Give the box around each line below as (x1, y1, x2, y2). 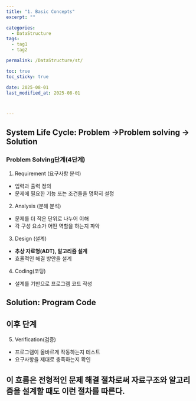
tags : (6, 36, 19, 42)
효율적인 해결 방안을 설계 (14, 255, 72, 262)
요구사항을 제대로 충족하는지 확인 (14, 356, 91, 363)
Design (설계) (14, 235, 47, 242)
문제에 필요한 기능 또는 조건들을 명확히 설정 (14, 190, 115, 197)
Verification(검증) (14, 336, 56, 343)
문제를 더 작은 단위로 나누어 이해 (14, 215, 89, 222)
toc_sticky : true (6, 73, 49, 80)
